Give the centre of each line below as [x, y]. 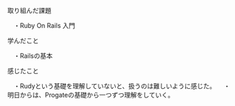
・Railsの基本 [33, 56]
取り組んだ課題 [29, 10]
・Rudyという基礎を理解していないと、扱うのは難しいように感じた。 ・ [122, 86]
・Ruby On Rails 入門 [44, 26]
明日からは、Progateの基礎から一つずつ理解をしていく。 [91, 95]
